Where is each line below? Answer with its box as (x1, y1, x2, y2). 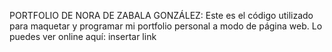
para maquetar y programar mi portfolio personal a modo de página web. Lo (9, 20, 323, 32)
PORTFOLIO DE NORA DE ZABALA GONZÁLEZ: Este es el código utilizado (9, 10, 314, 21)
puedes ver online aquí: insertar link (9, 31, 157, 42)
